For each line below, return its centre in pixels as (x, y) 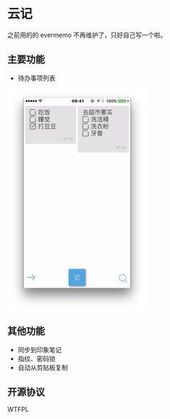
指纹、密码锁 (36, 359)
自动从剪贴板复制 (43, 367)
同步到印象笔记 (39, 349)
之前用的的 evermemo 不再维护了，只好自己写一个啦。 (87, 35)
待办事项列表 (36, 78)
